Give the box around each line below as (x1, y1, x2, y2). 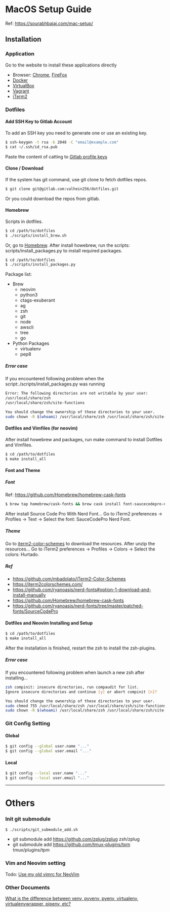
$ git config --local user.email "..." (5, 775, 90, 780)
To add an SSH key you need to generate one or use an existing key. (5, 129, 148, 136)
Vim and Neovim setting (5, 860, 66, 867)
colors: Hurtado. (5, 551, 39, 557)
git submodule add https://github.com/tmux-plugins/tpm (12, 841, 131, 848)
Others (5, 797, 35, 809)
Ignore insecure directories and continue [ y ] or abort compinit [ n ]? (5, 689, 157, 694)
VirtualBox (12, 82, 34, 88)
